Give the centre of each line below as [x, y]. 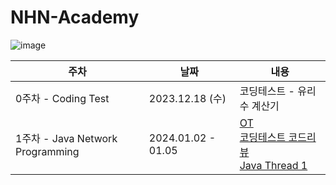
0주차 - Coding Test [62, 98]
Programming [47, 151]
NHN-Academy [75, 17]
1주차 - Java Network [66, 138]
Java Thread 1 [273, 165]
